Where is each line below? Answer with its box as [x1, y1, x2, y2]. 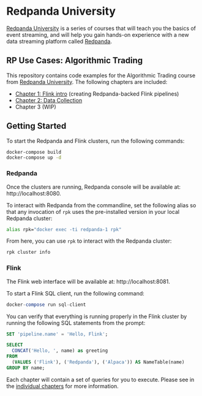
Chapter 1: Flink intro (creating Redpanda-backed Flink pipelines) [15, 90, 179, 97]
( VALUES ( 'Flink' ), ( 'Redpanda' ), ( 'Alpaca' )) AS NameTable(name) [12, 359, 185, 365]
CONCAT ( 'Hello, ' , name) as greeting [12, 348, 108, 354]
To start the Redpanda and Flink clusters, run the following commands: [6, 137, 185, 145]
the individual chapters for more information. [6, 382, 119, 390]
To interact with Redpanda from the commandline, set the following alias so [6, 201, 196, 209]
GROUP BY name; [6, 365, 45, 371]
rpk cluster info [6, 249, 51, 256]
